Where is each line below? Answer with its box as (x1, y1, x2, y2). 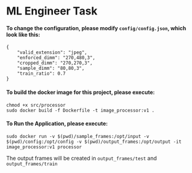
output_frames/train (6, 161, 58, 167)
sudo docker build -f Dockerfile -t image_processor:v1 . (6, 107, 155, 113)
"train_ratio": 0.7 (17, 71, 66, 77)
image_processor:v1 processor (6, 143, 82, 150)
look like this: (6, 31, 40, 38)
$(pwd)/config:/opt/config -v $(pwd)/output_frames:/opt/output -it (6, 139, 182, 145)
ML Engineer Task (6, 4, 98, 18)
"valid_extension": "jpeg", (17, 49, 87, 55)
